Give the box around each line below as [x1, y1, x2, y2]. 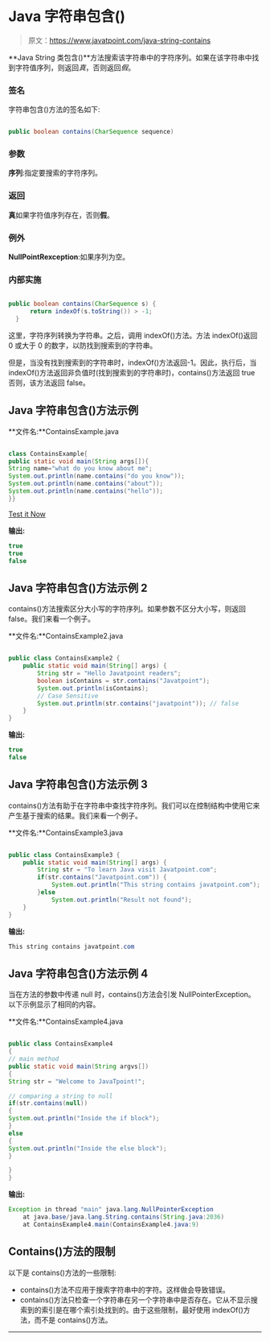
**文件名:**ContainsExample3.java [8, 827, 123, 838]
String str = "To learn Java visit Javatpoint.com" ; [37, 866, 218, 874]
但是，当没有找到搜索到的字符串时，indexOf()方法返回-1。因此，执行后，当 [8, 358, 257, 367]
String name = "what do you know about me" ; [8, 465, 153, 473]
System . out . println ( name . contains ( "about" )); [8, 480, 163, 488]
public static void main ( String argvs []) [8, 1062, 149, 1070]
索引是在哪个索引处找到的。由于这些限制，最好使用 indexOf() [41, 1305, 243, 1314]
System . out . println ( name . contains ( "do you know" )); [8, 472, 185, 480]
